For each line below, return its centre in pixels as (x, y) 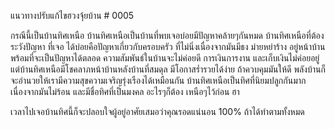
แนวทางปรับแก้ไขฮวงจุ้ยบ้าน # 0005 (72, 15)
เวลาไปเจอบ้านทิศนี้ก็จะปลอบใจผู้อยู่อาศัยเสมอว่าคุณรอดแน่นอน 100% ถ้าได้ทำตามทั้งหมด (157, 111)
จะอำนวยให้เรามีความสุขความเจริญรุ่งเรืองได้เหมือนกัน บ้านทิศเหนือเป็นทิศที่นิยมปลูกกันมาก (158, 80)
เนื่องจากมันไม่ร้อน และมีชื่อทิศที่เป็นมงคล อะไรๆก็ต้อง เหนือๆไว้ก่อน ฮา (125, 91)
